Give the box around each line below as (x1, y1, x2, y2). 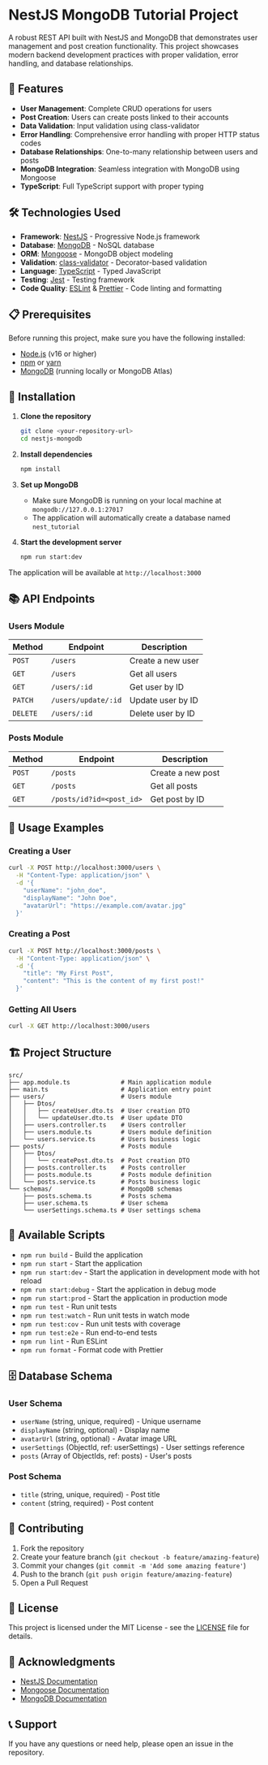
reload (19, 1275, 42, 1285)
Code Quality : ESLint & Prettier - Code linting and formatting (19, 283, 223, 293)
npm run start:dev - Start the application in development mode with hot (19, 1267, 261, 1277)
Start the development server (19, 537, 122, 547)
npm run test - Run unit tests (19, 1301, 117, 1311)
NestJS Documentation (19, 1676, 99, 1686)
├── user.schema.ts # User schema (23, 1200, 168, 1208)
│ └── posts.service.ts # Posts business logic (8, 1178, 201, 1187)
